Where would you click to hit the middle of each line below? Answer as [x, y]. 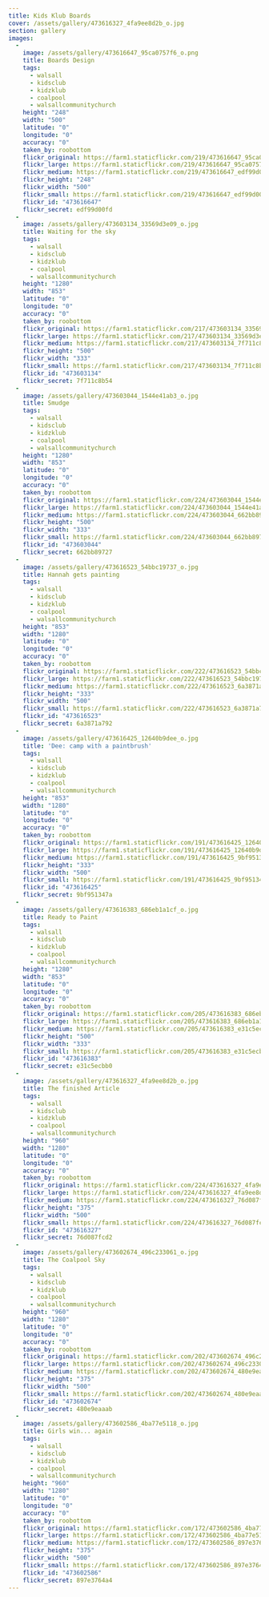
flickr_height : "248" [58, 180]
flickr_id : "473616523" [62, 716]
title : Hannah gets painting [71, 575]
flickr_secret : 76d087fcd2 [68, 1238]
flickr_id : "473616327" [62, 1230]
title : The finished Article [71, 1088]
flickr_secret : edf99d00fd [68, 209]
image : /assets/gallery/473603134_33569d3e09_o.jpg [110, 224]
